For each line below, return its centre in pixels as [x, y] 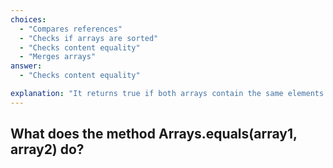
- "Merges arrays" [58, 57]
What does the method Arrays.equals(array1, [154, 134]
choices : [28, 19]
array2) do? [47, 149]
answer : [26, 66]
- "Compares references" [71, 29]
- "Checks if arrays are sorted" [89, 38]
